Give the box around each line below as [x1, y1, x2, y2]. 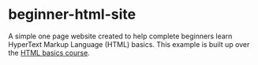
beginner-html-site [8, 5, 136, 23]
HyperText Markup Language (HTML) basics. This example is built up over [8, 39, 250, 49]
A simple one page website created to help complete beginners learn [8, 31, 233, 41]
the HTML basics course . [8, 48, 91, 57]
